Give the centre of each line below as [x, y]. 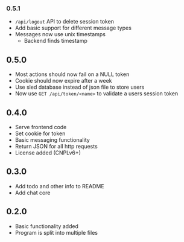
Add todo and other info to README [59, 186]
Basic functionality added [46, 226]
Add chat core [33, 193]
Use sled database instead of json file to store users [80, 87]
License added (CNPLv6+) [48, 153]
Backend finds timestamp [56, 41]
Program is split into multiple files [56, 232]
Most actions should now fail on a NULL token [72, 74]
